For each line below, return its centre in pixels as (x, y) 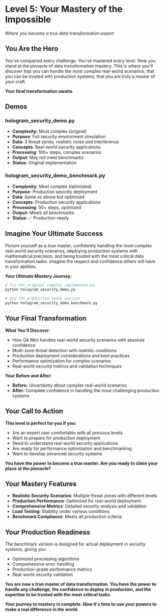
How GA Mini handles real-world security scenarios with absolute (78, 340)
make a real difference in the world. (42, 610)
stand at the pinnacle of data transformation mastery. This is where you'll (79, 66)
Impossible (28, 19)
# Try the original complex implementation (50, 285)
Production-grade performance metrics (52, 569)
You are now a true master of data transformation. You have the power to (81, 584)
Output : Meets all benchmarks (43, 213)
